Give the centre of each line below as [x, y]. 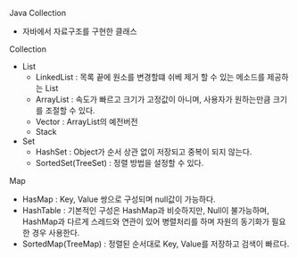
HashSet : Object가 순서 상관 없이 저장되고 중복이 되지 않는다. [144, 152]
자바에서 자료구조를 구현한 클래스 [79, 31]
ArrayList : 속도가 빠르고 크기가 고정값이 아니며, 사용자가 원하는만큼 [153, 99]
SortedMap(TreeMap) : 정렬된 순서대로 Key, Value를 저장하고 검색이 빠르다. [156, 244]
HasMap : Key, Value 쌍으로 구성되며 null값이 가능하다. [119, 199]
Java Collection [38, 13]
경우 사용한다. [56, 233]
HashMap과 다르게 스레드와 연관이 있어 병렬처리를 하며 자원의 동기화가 [146, 221]
